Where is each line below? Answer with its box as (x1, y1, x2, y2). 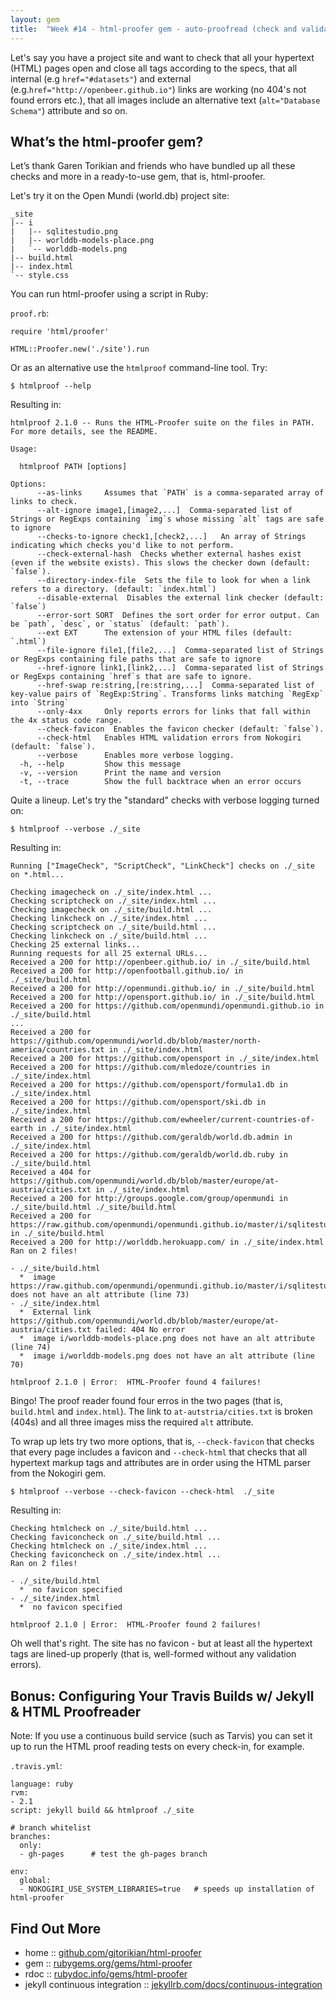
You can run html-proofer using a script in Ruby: (10, 288, 209, 300)
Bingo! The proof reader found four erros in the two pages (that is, (10, 1395, 283, 1407)
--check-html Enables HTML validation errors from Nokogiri (36, 733, 302, 743)
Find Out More (10, 1920, 102, 1937)
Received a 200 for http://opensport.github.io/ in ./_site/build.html (10, 992, 315, 1003)
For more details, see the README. (10, 427, 159, 437)
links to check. (10, 497, 78, 507)
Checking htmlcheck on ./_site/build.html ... (10, 1524, 208, 1534)
